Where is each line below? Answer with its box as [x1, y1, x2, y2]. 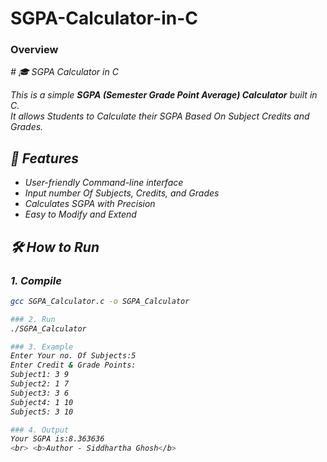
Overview [10, 43, 59, 57]
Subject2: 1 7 [10, 379, 70, 389]
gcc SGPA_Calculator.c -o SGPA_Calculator [10, 296, 190, 306]
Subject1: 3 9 [10, 370, 70, 380]
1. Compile [10, 273, 62, 287]
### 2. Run [10, 314, 56, 324]
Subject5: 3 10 [10, 407, 74, 417]
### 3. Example [10, 342, 74, 352]
